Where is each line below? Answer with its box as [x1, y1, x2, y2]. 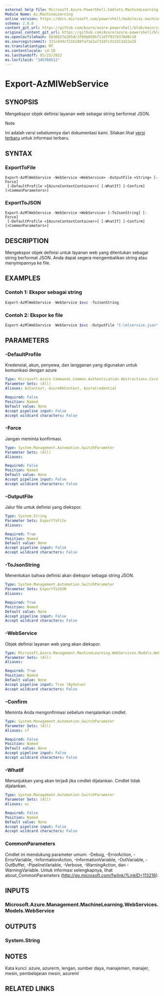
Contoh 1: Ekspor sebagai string [5, 289, 82, 296]
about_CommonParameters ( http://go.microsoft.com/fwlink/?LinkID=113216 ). [5, 872, 159, 878]
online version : [5, 16, 38, 21]
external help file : [5, 7, 47, 12]
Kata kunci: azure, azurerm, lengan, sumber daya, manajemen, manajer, [5, 965, 150, 971]
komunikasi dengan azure [5, 367, 57, 373]
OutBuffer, [5, 862, 26, 868]
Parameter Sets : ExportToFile [5, 518, 67, 523]
